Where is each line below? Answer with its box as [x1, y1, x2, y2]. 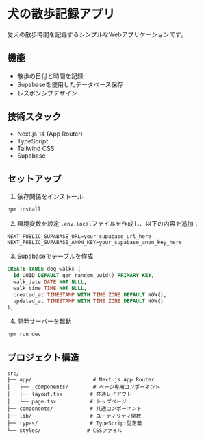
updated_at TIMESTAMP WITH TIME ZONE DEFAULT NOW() [13, 298, 164, 305]
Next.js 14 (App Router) [16, 130, 84, 138]
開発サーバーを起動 [16, 317, 72, 326]
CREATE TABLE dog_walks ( [7, 265, 81, 273]
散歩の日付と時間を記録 [16, 71, 84, 80]
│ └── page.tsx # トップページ [7, 398, 127, 405]
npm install [7, 206, 41, 213]
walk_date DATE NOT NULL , [13, 278, 88, 285]
